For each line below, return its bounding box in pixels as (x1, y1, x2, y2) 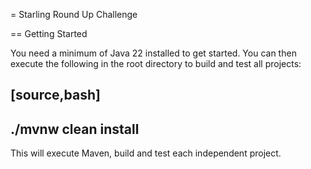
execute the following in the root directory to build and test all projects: (10, 58, 302, 69)
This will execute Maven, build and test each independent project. (10, 147, 282, 159)
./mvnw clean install (10, 120, 140, 138)
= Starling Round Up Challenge (10, 9, 138, 20)
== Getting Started (10, 28, 88, 39)
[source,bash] (10, 87, 101, 104)
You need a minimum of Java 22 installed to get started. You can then (10, 47, 297, 59)
